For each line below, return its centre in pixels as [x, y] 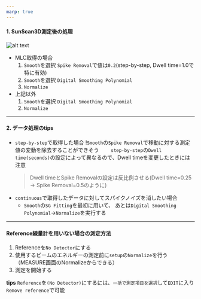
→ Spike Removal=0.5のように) [68, 185]
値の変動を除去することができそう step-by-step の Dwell [88, 150]
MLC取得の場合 [34, 57]
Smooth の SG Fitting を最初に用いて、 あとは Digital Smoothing [100, 205]
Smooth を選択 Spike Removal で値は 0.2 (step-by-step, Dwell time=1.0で [109, 65]
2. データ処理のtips [30, 128]
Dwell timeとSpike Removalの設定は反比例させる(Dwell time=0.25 [111, 178]
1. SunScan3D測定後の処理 [39, 32]
